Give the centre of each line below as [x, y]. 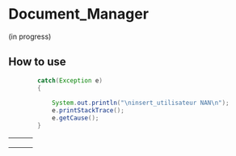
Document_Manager [79, 14]
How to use [37, 62]
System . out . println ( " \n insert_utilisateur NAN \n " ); [140, 103]
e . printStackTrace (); [88, 111]
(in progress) [30, 36]
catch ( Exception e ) [70, 80]
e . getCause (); [75, 118]
